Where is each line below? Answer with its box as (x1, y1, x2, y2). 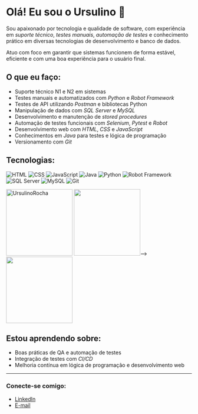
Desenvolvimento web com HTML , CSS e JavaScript (14, 125, 143, 132)
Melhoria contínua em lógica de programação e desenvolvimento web (14, 361, 184, 369)
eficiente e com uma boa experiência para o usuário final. (6, 55, 146, 62)
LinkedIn (14, 395, 36, 402)
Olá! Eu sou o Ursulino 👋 (6, 5, 126, 19)
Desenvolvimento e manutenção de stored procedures (14, 113, 147, 120)
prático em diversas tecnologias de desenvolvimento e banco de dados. (6, 37, 181, 44)
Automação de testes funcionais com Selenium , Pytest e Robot (14, 119, 168, 126)
